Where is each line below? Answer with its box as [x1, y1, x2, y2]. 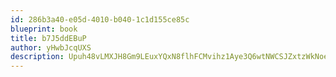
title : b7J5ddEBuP [10, 33, 87, 43]
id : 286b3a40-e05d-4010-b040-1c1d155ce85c [10, 14, 190, 25]
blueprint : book [10, 24, 78, 34]
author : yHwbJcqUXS [10, 42, 92, 53]
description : [10, 52, 65, 62]
